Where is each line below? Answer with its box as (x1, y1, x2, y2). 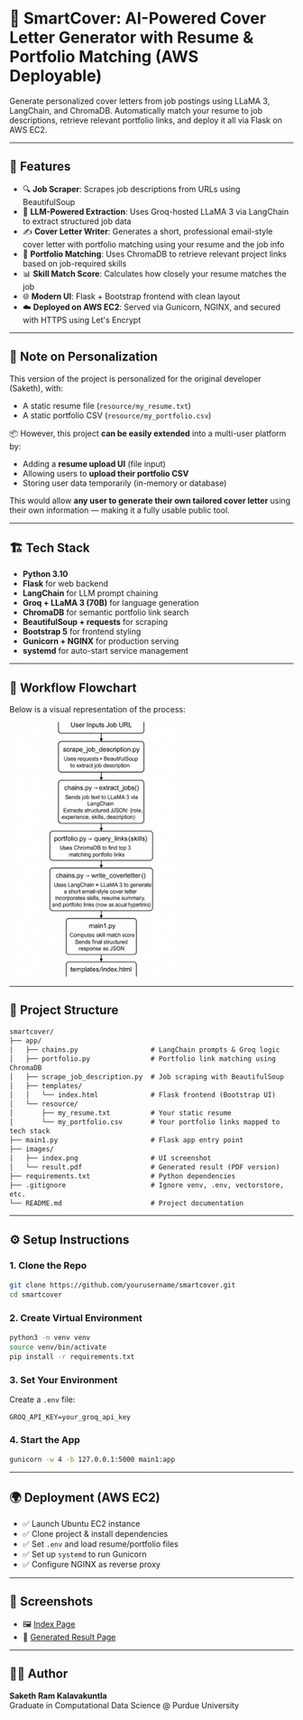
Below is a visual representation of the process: (9, 704, 187, 715)
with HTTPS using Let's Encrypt (22, 314, 142, 325)
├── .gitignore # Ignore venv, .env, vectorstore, (9, 1181, 284, 1190)
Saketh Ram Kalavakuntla (9, 1690, 107, 1701)
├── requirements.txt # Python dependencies (9, 1172, 236, 1181)
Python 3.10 (22, 569, 69, 580)
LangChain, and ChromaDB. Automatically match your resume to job (9, 105, 263, 116)
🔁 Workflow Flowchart (9, 680, 137, 695)
